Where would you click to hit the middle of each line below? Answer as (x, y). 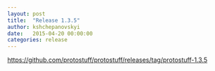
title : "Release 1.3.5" (44, 20)
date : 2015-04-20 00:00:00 (50, 33)
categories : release (38, 40)
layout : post (26, 14)
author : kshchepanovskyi (44, 27)
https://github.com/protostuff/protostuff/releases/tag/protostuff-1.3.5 (107, 60)
